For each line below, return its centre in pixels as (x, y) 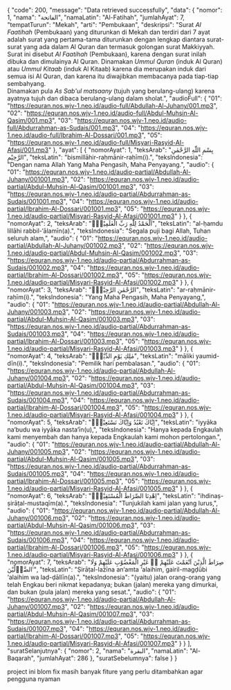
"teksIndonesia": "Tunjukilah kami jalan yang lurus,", (144, 503)
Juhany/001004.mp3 (37, 378)
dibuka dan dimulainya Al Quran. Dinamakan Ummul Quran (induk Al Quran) (115, 61)
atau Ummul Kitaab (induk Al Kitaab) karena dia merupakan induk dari (107, 69)
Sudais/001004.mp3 (36, 400)
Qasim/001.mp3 (30, 120)
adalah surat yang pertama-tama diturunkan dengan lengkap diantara (106, 39)
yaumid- (207, 356)
